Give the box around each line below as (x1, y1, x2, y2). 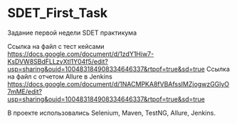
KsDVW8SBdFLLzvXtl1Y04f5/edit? (7, 57, 108, 65)
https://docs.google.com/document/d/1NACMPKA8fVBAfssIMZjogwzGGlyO (7, 79, 230, 88)
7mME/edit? (7, 87, 43, 96)
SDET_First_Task (7, 5, 108, 21)
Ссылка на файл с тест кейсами (7, 42, 105, 50)
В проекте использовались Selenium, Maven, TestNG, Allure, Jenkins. (7, 108, 216, 117)
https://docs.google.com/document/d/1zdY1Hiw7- (7, 50, 154, 58)
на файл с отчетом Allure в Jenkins (7, 72, 112, 81)
